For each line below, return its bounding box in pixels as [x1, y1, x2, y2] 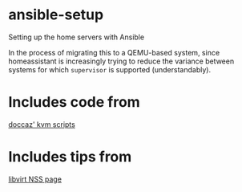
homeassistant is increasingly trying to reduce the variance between [8, 56, 235, 66]
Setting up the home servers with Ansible [8, 32, 145, 42]
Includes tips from [8, 148, 132, 166]
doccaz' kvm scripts [8, 119, 76, 129]
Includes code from [8, 93, 140, 112]
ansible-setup [8, 6, 104, 24]
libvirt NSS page [8, 174, 63, 184]
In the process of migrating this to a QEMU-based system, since [8, 47, 220, 57]
